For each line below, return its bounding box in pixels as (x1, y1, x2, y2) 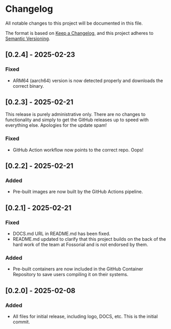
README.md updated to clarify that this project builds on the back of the (12, 236, 166, 242)
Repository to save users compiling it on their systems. (12, 272, 129, 278)
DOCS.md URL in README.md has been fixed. (12, 230, 111, 237)
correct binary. (12, 83, 45, 89)
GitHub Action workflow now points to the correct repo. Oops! (12, 147, 144, 153)
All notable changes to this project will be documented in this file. (5, 20, 143, 26)
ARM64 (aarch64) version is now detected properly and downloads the (12, 78, 163, 84)
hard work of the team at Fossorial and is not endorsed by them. (12, 242, 148, 248)
